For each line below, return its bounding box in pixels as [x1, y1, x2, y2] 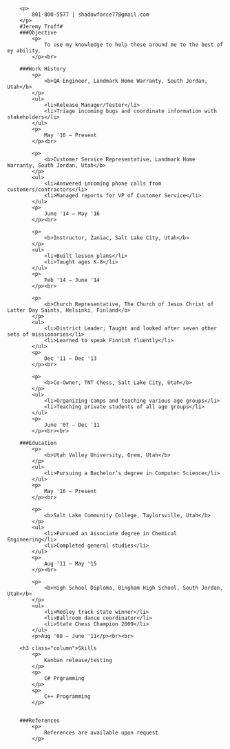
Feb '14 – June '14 [43, 277, 100, 283]
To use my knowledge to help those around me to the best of [43, 41, 224, 48]
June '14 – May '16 [43, 210, 100, 217]
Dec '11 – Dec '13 [43, 355, 97, 362]
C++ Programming [43, 693, 91, 700]
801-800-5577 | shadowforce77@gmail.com [32, 11, 149, 18]
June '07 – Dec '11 [43, 421, 100, 428]
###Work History [19, 66, 67, 72]
